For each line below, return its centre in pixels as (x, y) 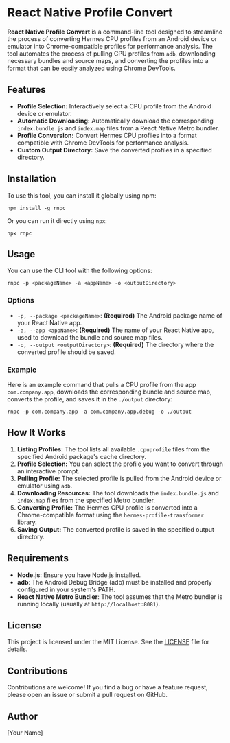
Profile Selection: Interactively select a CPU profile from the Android (114, 106)
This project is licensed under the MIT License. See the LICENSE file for (108, 642)
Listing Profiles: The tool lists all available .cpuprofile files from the (114, 449)
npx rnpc (20, 233)
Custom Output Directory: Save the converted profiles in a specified (115, 150)
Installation (32, 179)
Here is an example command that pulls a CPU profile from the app (102, 384)
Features (26, 90)
